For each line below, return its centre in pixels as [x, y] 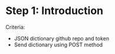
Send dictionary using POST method [58, 45]
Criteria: [15, 27]
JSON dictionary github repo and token [62, 38]
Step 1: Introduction [55, 11]
